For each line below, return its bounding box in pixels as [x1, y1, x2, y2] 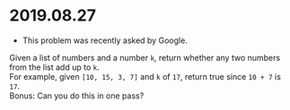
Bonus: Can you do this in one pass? [9, 90, 145, 101]
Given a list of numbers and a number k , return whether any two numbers [9, 52, 281, 63]
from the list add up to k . [9, 62, 101, 72]
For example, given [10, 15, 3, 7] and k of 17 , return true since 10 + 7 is [9, 71, 281, 81]
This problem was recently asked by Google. [22, 35, 189, 46]
